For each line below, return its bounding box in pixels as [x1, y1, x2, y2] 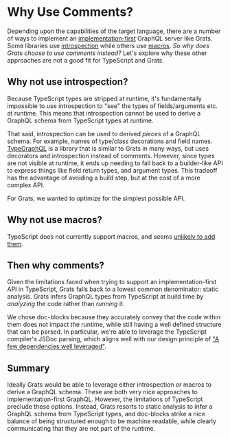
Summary [7, 362, 50, 374]
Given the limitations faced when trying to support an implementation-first [7, 278, 217, 286]
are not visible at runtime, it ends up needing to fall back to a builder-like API [7, 159, 223, 167]
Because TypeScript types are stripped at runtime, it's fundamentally [7, 94, 203, 103]
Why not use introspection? [7, 76, 128, 88]
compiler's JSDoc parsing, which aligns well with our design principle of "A [7, 335, 220, 343]
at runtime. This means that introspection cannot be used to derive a [7, 109, 201, 117]
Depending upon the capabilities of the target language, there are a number [7, 27, 221, 35]
